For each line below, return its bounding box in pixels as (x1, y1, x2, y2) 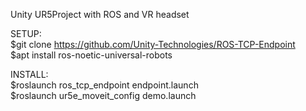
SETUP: (10, 28, 42, 39)
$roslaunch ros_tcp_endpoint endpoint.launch (10, 79, 199, 91)
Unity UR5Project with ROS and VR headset (10, 9, 190, 20)
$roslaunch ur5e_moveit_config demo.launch (10, 90, 197, 101)
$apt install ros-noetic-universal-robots (10, 49, 173, 61)
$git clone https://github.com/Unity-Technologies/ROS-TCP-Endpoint (10, 39, 296, 50)
